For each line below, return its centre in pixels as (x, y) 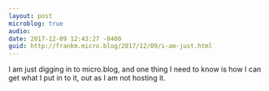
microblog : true (36, 24)
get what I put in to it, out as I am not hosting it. (87, 78)
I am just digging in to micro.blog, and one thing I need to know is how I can (135, 69)
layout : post (30, 16)
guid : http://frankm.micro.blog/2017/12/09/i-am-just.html (111, 46)
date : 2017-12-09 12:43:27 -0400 (65, 39)
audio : (20, 31)
